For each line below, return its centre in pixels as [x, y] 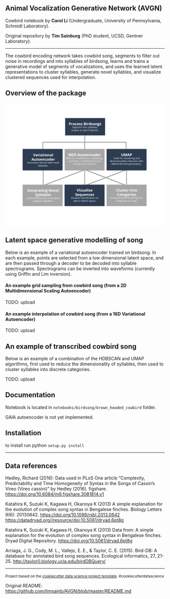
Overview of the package [46, 93]
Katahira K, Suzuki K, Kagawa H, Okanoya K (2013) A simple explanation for [84, 504]
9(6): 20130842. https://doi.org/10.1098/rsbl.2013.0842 [63, 515]
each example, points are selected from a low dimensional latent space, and [84, 257]
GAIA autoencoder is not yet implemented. [49, 417]
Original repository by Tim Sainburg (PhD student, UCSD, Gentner [74, 35]
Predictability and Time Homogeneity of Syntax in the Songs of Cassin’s [80, 483]
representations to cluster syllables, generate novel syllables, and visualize [83, 72]
